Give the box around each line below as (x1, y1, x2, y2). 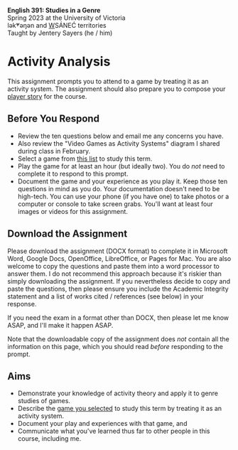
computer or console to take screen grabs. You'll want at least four (17, 199, 213, 208)
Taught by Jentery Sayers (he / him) (7, 28, 113, 37)
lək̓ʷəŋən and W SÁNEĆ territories (7, 21, 107, 29)
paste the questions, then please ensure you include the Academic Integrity (7, 284, 229, 293)
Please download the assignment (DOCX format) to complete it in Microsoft (7, 247, 228, 255)
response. (7, 299, 37, 308)
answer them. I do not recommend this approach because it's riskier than (7, 269, 222, 278)
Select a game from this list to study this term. (17, 154, 153, 163)
